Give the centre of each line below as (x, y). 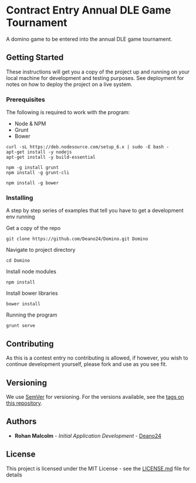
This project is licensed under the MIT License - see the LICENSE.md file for (98, 468)
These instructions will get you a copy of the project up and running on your (98, 72)
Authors (21, 422)
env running (21, 217)
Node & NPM (30, 124)
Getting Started (35, 57)
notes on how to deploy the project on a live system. (69, 84)
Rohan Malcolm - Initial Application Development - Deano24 (88, 435)
